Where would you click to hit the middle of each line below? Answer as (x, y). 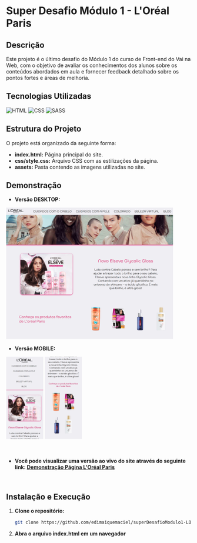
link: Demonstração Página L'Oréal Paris (65, 467)
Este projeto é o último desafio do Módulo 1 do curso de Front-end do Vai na (98, 59)
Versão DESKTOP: (37, 200)
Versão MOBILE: (35, 348)
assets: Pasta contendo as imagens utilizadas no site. (80, 167)
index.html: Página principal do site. (59, 155)
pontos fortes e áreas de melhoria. (48, 78)
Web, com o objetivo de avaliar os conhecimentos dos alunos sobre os (92, 65)
